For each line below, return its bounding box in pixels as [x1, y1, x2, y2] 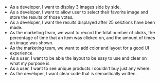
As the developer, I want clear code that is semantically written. [9, 71, 137, 76]
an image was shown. [9, 40, 53, 45]
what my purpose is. [9, 60, 51, 66]
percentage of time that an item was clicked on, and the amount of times [9, 35, 156, 40]
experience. [9, 50, 34, 56]
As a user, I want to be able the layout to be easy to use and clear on [9, 55, 147, 61]
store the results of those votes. [9, 14, 74, 20]
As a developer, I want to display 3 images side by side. [9, 4, 121, 10]
